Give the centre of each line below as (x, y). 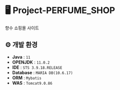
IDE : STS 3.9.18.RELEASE (37, 67)
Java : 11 (21, 57)
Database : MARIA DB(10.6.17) (42, 72)
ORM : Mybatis (27, 78)
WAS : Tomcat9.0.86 (32, 83)
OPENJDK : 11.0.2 (31, 62)
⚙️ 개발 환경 (21, 45)
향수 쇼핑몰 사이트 (22, 28)
